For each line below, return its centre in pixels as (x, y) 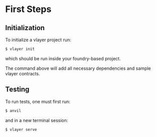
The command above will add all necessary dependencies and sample (78, 68)
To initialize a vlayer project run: (38, 40)
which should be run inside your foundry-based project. (63, 58)
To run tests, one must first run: (38, 101)
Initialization (25, 28)
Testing (17, 90)
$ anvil (13, 111)
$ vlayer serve (21, 129)
